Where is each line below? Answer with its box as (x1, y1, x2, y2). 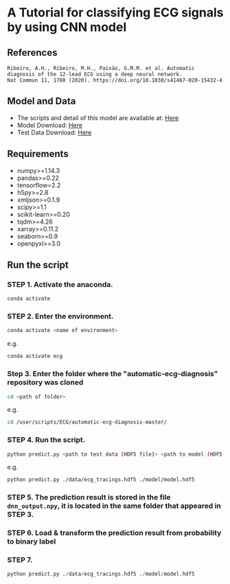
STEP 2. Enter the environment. (7, 312, 114, 321)
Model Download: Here (16, 121, 82, 129)
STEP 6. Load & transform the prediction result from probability (7, 528, 222, 538)
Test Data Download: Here (16, 128, 92, 137)
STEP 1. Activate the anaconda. (7, 279, 113, 289)
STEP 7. (7, 555, 33, 565)
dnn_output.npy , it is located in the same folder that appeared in (7, 501, 222, 511)
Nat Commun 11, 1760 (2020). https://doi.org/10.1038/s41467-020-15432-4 (7, 77, 223, 84)
